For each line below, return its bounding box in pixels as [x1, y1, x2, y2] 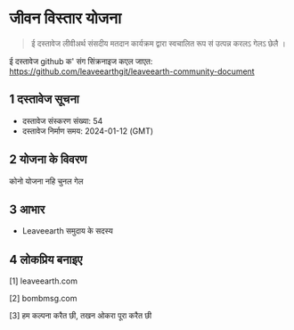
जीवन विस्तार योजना [9, 8, 122, 29]
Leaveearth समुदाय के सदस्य [21, 226, 113, 236]
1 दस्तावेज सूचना [9, 92, 80, 107]
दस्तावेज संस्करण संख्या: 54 [21, 115, 103, 126]
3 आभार [9, 202, 45, 217]
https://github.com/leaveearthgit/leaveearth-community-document [9, 66, 256, 77]
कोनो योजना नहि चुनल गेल [9, 176, 84, 186]
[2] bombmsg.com [9, 293, 78, 304]
